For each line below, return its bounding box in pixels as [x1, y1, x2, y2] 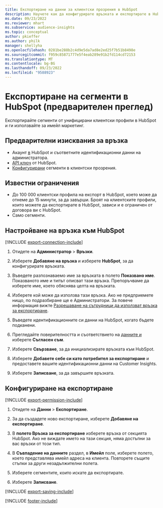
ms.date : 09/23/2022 [5, 16, 47, 21]
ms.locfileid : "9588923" [5, 70, 55, 75]
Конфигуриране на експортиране [5, 384, 113, 393]
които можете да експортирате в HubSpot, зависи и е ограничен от [12, 202, 153, 208]
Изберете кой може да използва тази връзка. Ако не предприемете [12, 292, 154, 298]
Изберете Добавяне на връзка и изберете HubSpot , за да [12, 258, 133, 264]
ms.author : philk [5, 39, 40, 44]
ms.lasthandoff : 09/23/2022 [5, 66, 62, 71]
